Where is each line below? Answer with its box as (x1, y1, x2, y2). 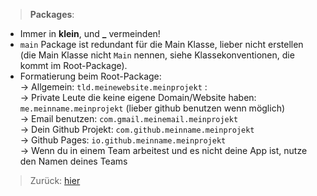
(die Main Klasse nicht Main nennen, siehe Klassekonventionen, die (19, 49, 295, 61)
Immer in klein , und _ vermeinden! (19, 28, 161, 39)
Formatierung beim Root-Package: (19, 70, 162, 82)
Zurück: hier (29, 175, 81, 186)
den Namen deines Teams (19, 155, 128, 167)
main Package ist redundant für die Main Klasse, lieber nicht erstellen (19, 39, 304, 50)
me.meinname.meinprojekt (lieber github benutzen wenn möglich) (19, 102, 286, 114)
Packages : (29, 9, 75, 20)
